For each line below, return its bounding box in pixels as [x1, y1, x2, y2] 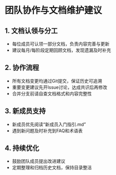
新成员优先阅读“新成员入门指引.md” [12, 121, 86, 127]
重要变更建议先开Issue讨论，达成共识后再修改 [12, 84, 107, 90]
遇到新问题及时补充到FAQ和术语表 [12, 127, 83, 133]
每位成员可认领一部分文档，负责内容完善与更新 [12, 41, 109, 47]
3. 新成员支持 [5, 107, 46, 116]
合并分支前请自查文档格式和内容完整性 [12, 90, 92, 96]
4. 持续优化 [5, 144, 39, 153]
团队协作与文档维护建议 [5, 5, 102, 16]
